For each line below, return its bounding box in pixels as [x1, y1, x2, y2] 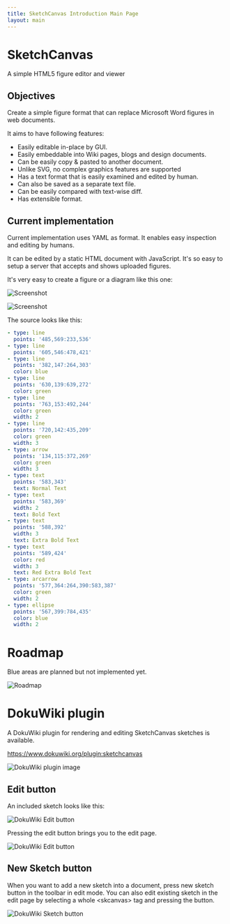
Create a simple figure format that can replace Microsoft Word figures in [7, 109, 215, 117]
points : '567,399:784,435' [13, 608, 92, 615]
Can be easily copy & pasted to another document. [17, 158, 164, 166]
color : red [13, 556, 45, 563]
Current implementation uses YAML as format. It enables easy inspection [7, 234, 217, 242]
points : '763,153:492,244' [13, 400, 92, 408]
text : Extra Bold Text [13, 537, 79, 544]
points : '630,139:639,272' [13, 381, 92, 388]
